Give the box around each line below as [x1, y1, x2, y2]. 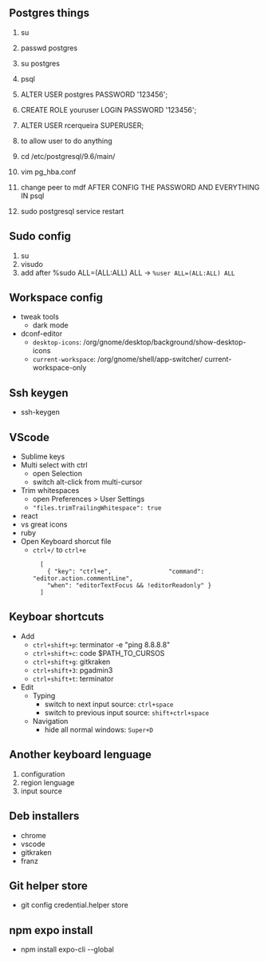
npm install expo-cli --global [20, 944, 114, 954]
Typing [32, 690, 56, 700]
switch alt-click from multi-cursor [32, 477, 143, 487]
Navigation [32, 716, 69, 725]
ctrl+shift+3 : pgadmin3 [32, 665, 113, 674]
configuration [20, 769, 65, 778]
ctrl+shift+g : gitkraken [32, 657, 111, 666]
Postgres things [9, 6, 90, 20]
